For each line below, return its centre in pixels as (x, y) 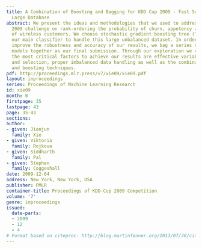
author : (16, 124)
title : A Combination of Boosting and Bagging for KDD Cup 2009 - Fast (98, 12)
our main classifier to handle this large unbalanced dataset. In (96, 40)
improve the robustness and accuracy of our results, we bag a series (102, 46)
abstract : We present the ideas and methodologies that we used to (93, 23)
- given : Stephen (28, 163)
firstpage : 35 (24, 101)
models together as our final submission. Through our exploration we (102, 51)
